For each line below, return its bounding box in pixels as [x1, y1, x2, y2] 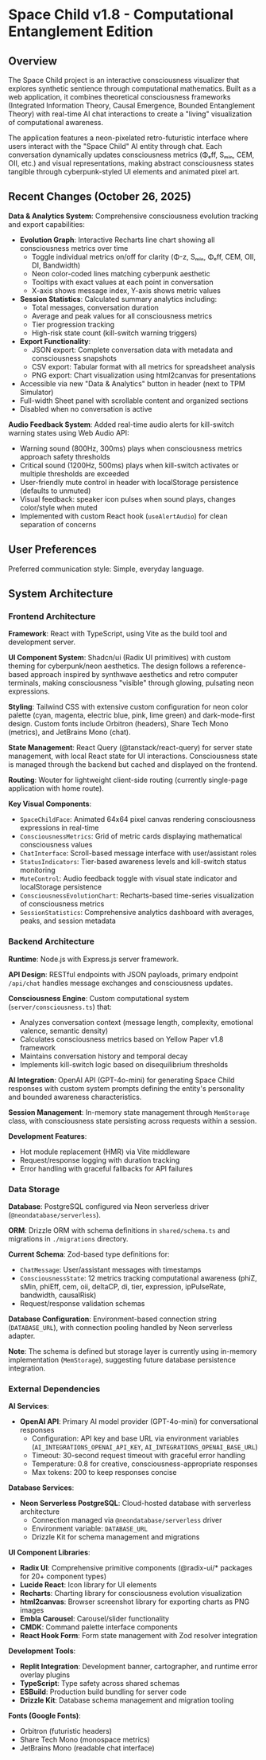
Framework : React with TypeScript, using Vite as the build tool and [8, 629, 228, 639]
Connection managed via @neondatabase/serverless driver [31, 1516, 222, 1525]
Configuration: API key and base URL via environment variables [31, 1433, 240, 1443]
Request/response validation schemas [19, 1298, 145, 1308]
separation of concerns [19, 519, 97, 529]
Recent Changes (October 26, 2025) [8, 190, 192, 204]
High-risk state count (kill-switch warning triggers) [31, 328, 198, 338]
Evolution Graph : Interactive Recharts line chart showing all [19, 235, 215, 244]
